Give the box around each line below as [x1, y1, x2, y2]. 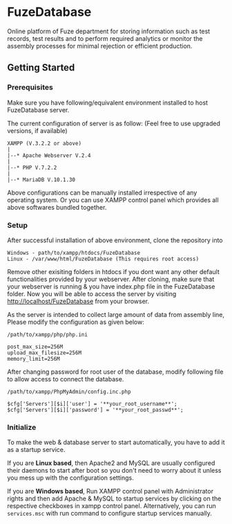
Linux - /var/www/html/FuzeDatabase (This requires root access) [7, 255, 199, 262]
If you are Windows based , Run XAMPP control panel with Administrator [7, 487, 214, 496]
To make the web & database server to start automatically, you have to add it [7, 438, 226, 446]
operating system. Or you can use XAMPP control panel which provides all [7, 195, 219, 204]
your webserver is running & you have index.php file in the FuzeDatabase [7, 282, 215, 291]
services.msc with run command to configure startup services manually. [7, 509, 213, 518]
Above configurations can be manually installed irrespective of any [7, 188, 197, 197]
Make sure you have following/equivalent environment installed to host [7, 98, 209, 107]
